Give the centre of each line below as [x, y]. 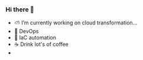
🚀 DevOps [26, 31]
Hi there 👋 [20, 10]
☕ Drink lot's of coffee [41, 45]
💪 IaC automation [35, 37]
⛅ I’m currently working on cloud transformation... [76, 23]
